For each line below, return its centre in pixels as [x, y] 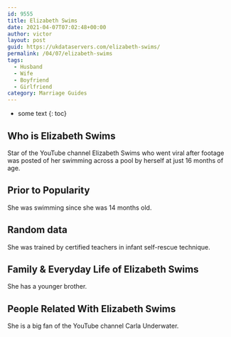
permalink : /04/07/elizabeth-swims [60, 54]
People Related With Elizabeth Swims [92, 309]
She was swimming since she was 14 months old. [80, 208]
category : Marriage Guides [47, 93]
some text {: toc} [42, 114]
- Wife [23, 73]
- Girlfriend [33, 87]
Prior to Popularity [49, 190]
